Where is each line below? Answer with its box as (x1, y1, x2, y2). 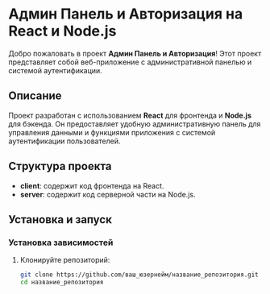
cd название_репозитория (19, 279, 104, 287)
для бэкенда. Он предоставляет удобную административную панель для (8, 118, 261, 129)
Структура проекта (8, 159, 112, 173)
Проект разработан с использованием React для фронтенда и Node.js (8, 110, 252, 120)
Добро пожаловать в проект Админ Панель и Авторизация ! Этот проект (8, 48, 262, 58)
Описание (8, 89, 62, 103)
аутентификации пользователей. (8, 136, 121, 146)
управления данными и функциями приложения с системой (8, 127, 216, 137)
